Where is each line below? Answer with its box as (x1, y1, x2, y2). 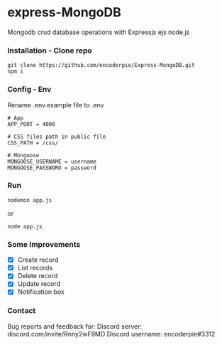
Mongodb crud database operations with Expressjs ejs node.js (7, 28, 190, 36)
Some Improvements (7, 239, 81, 249)
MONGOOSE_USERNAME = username (7, 158, 97, 165)
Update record (17, 280, 60, 288)
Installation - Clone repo (7, 46, 92, 55)
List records (17, 264, 53, 272)
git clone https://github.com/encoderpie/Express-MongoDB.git (7, 62, 195, 69)
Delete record (17, 272, 58, 280)
